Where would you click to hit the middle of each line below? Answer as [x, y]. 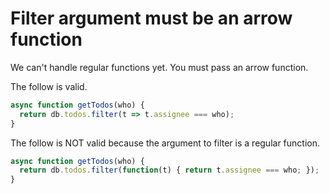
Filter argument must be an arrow [151, 18]
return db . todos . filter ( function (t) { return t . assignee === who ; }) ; [169, 170]
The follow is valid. [49, 86]
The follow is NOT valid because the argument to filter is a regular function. [165, 143]
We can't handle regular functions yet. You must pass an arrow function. [159, 67]
